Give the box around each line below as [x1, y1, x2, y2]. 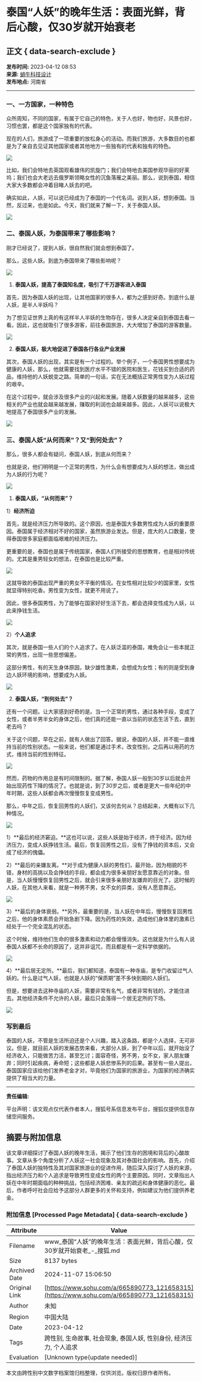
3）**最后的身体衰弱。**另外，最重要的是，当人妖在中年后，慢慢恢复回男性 [6, 908, 193, 915]
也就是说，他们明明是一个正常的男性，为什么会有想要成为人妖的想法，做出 [6, 463, 190, 470]
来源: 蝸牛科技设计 [6, 71, 52, 78]
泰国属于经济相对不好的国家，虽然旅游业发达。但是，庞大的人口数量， [16, 528, 190, 535]
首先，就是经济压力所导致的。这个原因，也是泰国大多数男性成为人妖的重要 [6, 520, 190, 527]
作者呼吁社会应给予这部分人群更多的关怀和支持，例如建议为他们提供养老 [16, 1187, 195, 1193]
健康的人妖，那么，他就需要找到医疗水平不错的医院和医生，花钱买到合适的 [6, 365, 190, 372]
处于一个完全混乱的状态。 [11, 923, 75, 930]
